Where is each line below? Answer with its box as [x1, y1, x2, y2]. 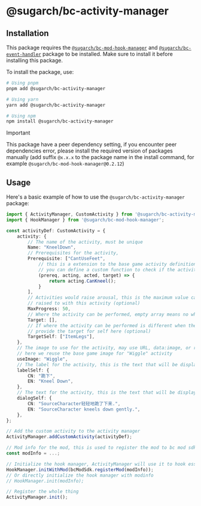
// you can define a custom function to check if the [38, 267, 175, 273]
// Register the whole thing [6, 489, 79, 495]
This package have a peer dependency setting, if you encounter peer [6, 141, 177, 148]
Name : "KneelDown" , [28, 244, 77, 250]
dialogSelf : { [17, 395, 52, 402]
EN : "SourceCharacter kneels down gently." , [28, 406, 141, 412]
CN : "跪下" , [28, 373, 56, 379]
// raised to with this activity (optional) [28, 300, 141, 307]
